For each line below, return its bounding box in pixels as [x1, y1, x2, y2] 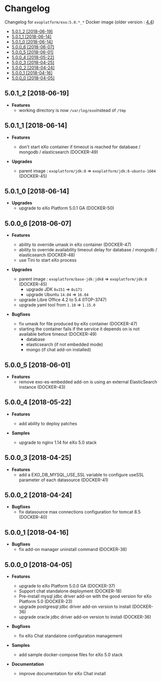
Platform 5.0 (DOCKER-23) [18, 599, 72, 605]
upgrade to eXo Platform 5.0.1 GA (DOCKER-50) [18, 205, 115, 211]
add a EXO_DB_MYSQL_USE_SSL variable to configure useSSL [18, 472, 144, 477]
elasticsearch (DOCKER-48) [18, 252, 75, 258]
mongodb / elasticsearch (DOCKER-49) [18, 149, 98, 155]
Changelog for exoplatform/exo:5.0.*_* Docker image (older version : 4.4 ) [4, 19, 154, 25]
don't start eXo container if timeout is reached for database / [18, 144, 141, 150]
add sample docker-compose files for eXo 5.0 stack [18, 652, 123, 658]
